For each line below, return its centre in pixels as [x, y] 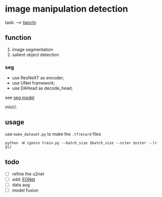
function [18, 38]
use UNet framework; [33, 83]
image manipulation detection [67, 9]
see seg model [20, 98]
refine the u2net [28, 174]
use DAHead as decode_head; [42, 88]
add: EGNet [24, 179]
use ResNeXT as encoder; [38, 78]
